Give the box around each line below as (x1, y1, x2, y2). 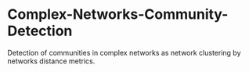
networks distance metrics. (7, 56, 96, 66)
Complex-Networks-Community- (7, 5, 229, 23)
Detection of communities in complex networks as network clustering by (7, 48, 241, 57)
